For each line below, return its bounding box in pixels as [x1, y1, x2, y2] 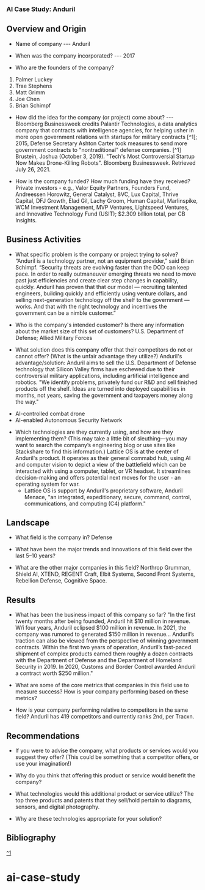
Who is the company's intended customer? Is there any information [15, 321, 184, 328]
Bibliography [6, 832, 56, 843]
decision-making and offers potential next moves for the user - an [15, 473, 181, 481]
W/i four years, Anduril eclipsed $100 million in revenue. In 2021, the [15, 624, 187, 632]
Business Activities [6, 235, 81, 245]
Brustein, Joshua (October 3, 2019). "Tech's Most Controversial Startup [15, 153, 195, 160]
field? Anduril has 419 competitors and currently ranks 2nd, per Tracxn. [15, 713, 195, 720]
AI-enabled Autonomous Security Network [15, 416, 123, 424]
